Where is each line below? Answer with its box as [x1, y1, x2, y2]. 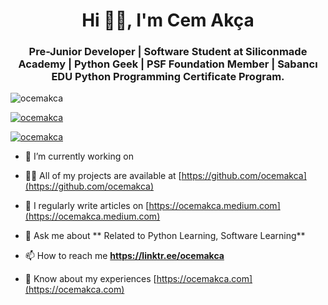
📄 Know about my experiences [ [24, 273, 157, 285]
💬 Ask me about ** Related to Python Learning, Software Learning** [24, 230, 306, 242]
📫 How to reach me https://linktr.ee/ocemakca [24, 250, 225, 262]
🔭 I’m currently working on [24, 150, 134, 163]
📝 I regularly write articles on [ [24, 200, 150, 212]
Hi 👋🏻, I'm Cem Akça [81, 9, 255, 32]
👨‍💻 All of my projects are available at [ [24, 170, 182, 182]
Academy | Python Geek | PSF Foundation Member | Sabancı [18, 57, 318, 71]
